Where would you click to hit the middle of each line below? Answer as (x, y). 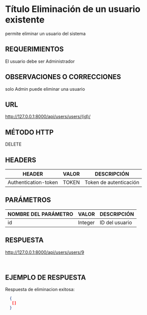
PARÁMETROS (28, 200)
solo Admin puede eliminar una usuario (45, 89)
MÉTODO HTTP (29, 132)
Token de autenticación (112, 182)
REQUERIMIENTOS (35, 49)
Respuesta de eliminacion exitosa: (40, 290)
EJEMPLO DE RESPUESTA (45, 278)
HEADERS (21, 160)
